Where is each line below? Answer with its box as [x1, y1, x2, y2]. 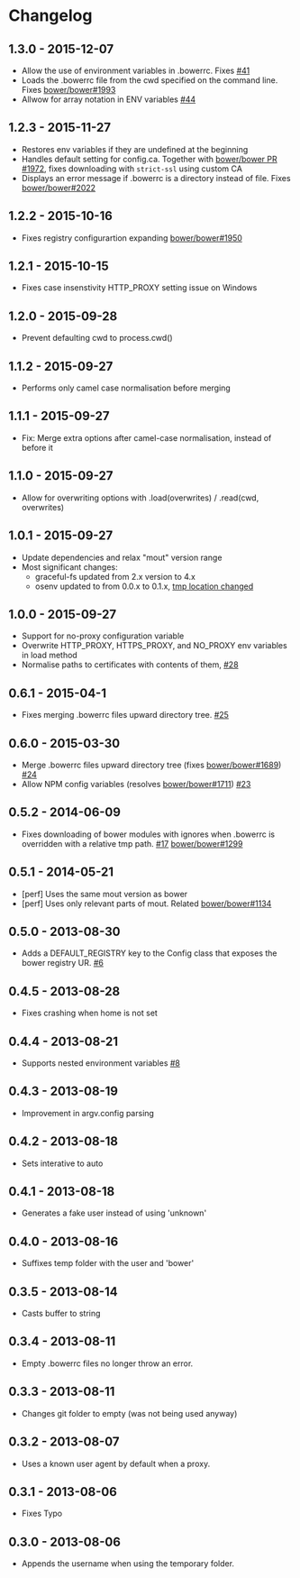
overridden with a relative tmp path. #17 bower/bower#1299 [21, 838, 243, 849]
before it [21, 442, 53, 453]
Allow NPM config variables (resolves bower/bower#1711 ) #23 [21, 778, 251, 789]
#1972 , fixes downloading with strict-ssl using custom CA [21, 163, 242, 174]
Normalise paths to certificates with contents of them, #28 [21, 659, 240, 670]
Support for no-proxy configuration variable [21, 630, 185, 641]
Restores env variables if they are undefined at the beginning [21, 143, 249, 154]
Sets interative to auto [21, 1158, 104, 1169]
